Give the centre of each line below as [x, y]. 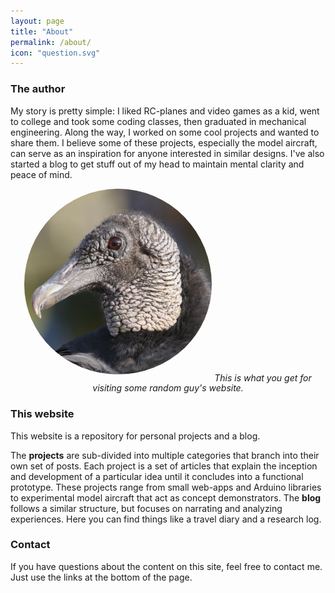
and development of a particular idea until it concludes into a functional [157, 476]
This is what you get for [263, 377]
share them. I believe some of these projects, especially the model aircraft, [164, 142]
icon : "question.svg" [55, 53]
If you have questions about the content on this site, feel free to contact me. [166, 566]
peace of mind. [41, 174]
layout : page [37, 21]
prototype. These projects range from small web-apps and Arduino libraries [166, 487]
